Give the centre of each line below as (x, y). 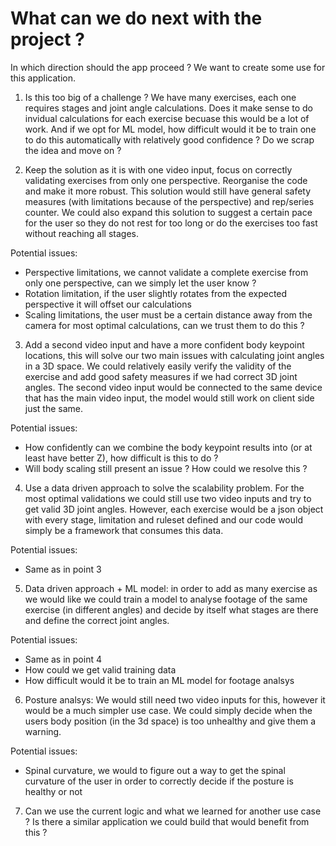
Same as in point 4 (63, 659)
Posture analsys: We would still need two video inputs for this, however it (175, 699)
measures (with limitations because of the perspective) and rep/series (169, 201)
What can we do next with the (136, 18)
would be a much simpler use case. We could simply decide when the (168, 710)
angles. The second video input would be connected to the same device (173, 387)
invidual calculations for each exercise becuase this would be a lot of (167, 118)
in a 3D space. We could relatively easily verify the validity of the (158, 366)
